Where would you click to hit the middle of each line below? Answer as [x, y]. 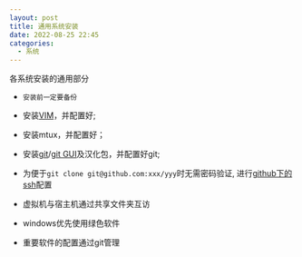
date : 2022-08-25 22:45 [54, 35]
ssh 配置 [37, 185]
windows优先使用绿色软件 [71, 223]
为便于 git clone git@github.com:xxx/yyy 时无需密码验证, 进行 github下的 [157, 173]
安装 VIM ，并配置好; [59, 115]
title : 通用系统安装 [44, 26]
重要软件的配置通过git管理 [71, 242]
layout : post [34, 18]
